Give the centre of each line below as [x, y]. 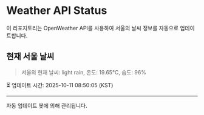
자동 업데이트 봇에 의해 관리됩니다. [47, 105]
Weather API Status [57, 11]
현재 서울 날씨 [30, 57]
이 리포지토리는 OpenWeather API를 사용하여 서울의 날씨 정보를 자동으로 [93, 28]
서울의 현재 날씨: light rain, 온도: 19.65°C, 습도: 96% [84, 72]
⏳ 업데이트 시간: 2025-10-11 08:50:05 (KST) [60, 85]
